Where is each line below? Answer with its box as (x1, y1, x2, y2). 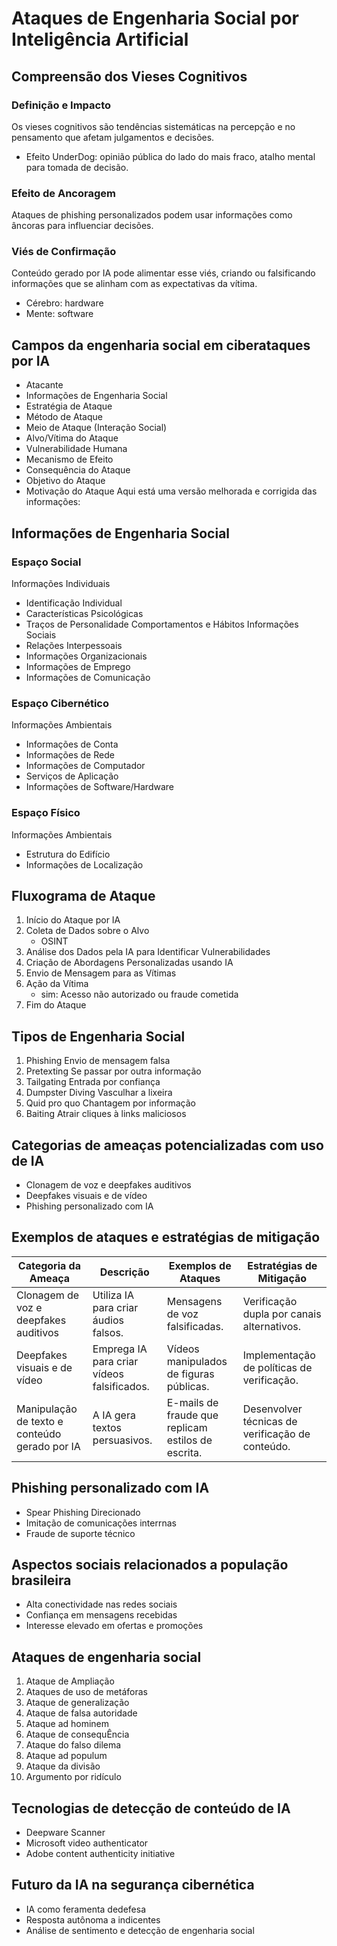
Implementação (242, 1348, 316, 1362)
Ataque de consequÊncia (25, 1728, 130, 1741)
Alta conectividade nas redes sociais (25, 1598, 178, 1611)
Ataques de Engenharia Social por (11, 7, 300, 30)
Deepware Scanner (25, 1827, 106, 1839)
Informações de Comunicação (25, 671, 151, 683)
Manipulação (16, 1402, 78, 1416)
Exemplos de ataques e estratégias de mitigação (11, 1229, 321, 1246)
